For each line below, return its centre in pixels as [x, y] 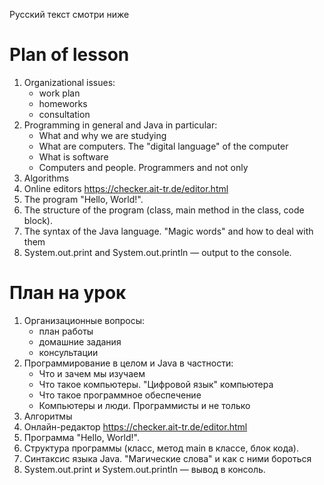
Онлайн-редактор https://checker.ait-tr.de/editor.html [135, 426]
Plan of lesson [69, 55]
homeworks [63, 103]
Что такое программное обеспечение [120, 395]
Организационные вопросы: [84, 320]
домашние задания [80, 341]
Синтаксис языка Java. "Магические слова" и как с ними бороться [167, 458]
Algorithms [46, 178]
